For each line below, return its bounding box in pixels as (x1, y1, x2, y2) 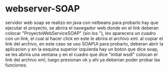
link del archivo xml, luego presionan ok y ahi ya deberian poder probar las (5, 56, 160, 62)
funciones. (5, 62, 28, 68)
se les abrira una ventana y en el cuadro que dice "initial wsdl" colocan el (5, 51, 158, 57)
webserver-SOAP (5, 3, 80, 14)
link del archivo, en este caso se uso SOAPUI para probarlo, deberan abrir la (5, 40, 163, 46)
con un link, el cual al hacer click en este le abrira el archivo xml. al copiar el (5, 35, 163, 41)
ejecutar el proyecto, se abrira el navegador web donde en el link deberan (5, 24, 159, 30)
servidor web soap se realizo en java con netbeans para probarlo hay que (5, 19, 159, 25)
